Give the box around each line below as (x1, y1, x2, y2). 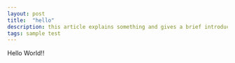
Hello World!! (7, 49, 45, 57)
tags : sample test (7, 29, 61, 37)
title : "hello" (7, 17, 55, 24)
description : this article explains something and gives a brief (7, 23, 201, 30)
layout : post (7, 10, 45, 17)
